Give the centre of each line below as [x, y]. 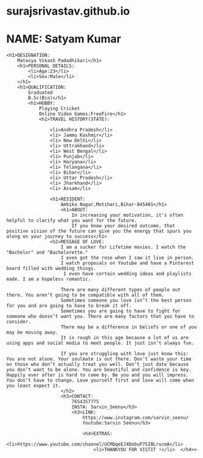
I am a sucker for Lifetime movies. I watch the [123, 247]
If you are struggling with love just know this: [125, 354]
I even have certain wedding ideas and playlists [127, 274]
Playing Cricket [59, 109]
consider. [19, 322]
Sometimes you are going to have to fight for [121, 311]
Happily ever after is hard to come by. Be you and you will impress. [98, 375]
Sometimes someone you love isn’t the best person [126, 301]
